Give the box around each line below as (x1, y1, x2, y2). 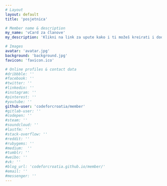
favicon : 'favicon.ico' (5, 58, 55, 63)
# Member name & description (5, 25, 66, 30)
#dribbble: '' (5, 71, 35, 76)
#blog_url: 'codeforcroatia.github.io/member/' (5, 164, 106, 169)
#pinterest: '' (5, 94, 37, 100)
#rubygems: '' (5, 141, 35, 146)
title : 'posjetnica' (5, 16, 48, 21)
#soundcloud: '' (5, 123, 39, 128)
